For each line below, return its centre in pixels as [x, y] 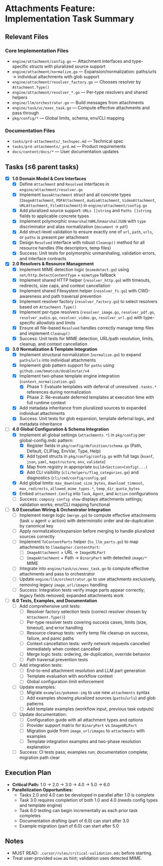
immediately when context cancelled [63, 649]
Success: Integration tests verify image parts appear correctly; [82, 590]
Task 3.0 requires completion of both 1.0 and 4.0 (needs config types [89, 800]
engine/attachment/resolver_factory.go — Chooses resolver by [76, 82]
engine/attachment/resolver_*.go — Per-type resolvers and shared [80, 92]
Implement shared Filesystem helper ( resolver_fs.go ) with [78, 290]
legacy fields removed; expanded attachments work [72, 595]
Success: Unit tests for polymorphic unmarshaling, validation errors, [88, 253]
